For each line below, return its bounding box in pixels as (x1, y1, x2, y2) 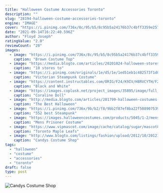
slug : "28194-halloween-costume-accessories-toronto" (5, 16, 116, 21)
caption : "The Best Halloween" (14, 102, 77, 107)
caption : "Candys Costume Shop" (14, 138, 79, 143)
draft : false (5, 165, 32, 170)
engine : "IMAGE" (5, 20, 38, 26)
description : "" (5, 12, 38, 16)
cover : (5, 25, 18, 30)
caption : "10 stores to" (14, 66, 64, 71)
